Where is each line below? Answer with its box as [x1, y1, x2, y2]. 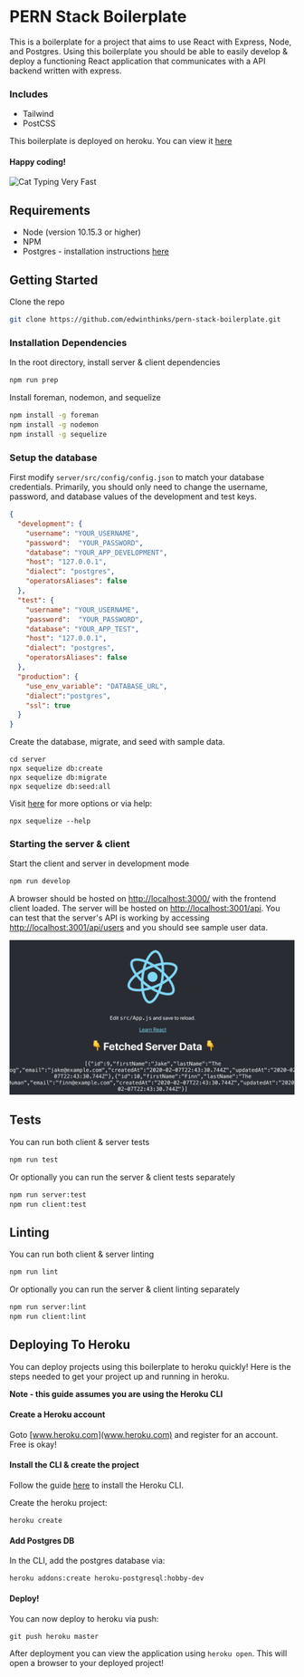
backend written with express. [9, 65, 122, 76]
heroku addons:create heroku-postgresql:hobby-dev [9, 1574, 204, 1583]
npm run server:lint [9, 1303, 88, 1312]
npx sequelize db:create [9, 764, 103, 774]
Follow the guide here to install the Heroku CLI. [9, 1479, 184, 1491]
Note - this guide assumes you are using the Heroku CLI [9, 1388, 223, 1399]
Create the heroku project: [9, 1498, 108, 1508]
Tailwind [22, 109, 54, 120]
